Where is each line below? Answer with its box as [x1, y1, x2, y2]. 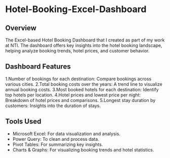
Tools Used [5, 117, 41, 126]
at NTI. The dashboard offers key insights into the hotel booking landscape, [5, 42, 162, 48]
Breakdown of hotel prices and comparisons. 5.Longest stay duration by [5, 97, 156, 103]
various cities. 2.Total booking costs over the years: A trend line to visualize [5, 81, 163, 87]
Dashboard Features [5, 62, 71, 71]
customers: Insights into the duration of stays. [5, 102, 101, 109]
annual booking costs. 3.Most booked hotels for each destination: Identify [5, 86, 159, 92]
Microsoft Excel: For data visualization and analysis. [12, 130, 120, 137]
